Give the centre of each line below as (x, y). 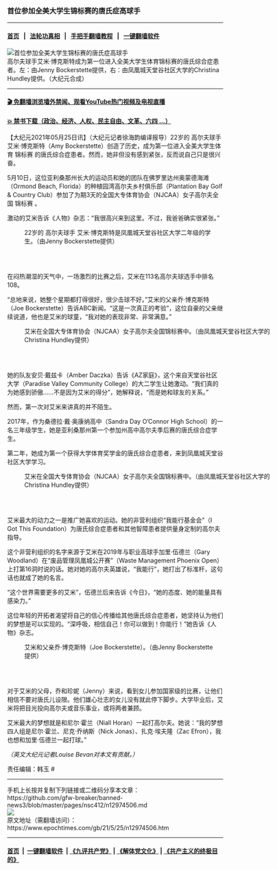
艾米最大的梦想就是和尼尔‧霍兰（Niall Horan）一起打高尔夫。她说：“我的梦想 (115, 723)
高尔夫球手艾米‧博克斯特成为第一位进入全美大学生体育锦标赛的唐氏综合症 (110, 61)
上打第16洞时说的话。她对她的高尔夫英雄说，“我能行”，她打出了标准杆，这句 (115, 569)
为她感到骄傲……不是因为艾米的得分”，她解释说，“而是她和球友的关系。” (108, 392)
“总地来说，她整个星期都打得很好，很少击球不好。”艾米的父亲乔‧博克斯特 (108, 299)
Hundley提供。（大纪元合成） (47, 78)
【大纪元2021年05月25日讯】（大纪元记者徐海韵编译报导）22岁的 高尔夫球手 (114, 137)
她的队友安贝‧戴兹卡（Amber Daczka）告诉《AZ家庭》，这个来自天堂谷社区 (112, 375)
